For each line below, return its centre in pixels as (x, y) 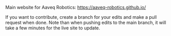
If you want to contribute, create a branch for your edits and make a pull (81, 17)
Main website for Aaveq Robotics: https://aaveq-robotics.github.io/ (76, 7)
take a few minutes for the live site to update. (53, 28)
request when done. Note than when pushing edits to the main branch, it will (86, 23)
